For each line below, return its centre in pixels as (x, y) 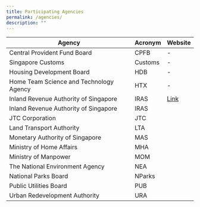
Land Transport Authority (44, 128)
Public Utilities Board (38, 186)
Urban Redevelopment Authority (54, 196)
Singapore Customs (37, 62)
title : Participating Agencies (45, 12)
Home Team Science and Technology (62, 82)
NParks (145, 176)
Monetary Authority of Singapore (55, 137)
